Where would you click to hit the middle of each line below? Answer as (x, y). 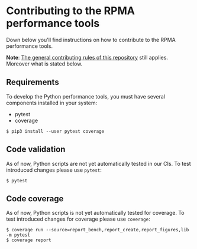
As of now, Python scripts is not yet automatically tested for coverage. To (95, 213)
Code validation (36, 150)
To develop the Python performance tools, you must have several (86, 96)
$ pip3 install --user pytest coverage (55, 131)
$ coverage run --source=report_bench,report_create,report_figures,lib (98, 230)
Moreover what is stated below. (44, 64)
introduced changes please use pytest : (54, 170)
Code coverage (35, 199)
